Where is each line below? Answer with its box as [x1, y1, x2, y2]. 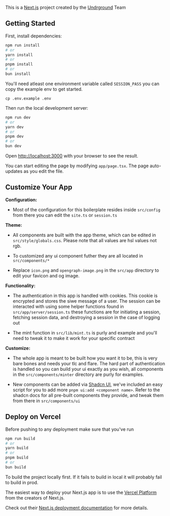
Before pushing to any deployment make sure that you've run [5, 426, 134, 432]
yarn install [5, 52, 33, 57]
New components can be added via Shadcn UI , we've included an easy [12, 381, 163, 387]
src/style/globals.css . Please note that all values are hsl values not [12, 237, 157, 243]
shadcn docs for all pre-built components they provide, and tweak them [12, 392, 164, 398]
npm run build [5, 436, 36, 441]
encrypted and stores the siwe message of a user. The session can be [12, 297, 161, 304]
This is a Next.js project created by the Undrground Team [5, 5, 126, 10]
